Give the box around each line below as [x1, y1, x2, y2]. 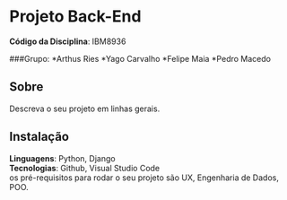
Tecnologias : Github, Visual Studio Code [9, 162, 161, 173]
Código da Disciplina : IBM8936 [9, 36, 126, 47]
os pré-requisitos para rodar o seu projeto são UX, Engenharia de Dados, [9, 172, 280, 183]
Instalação [9, 129, 70, 144]
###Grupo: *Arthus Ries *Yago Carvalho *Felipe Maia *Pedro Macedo [9, 53, 272, 64]
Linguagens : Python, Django [9, 152, 116, 163]
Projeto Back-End [9, 6, 142, 27]
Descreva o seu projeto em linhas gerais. [9, 103, 161, 114]
